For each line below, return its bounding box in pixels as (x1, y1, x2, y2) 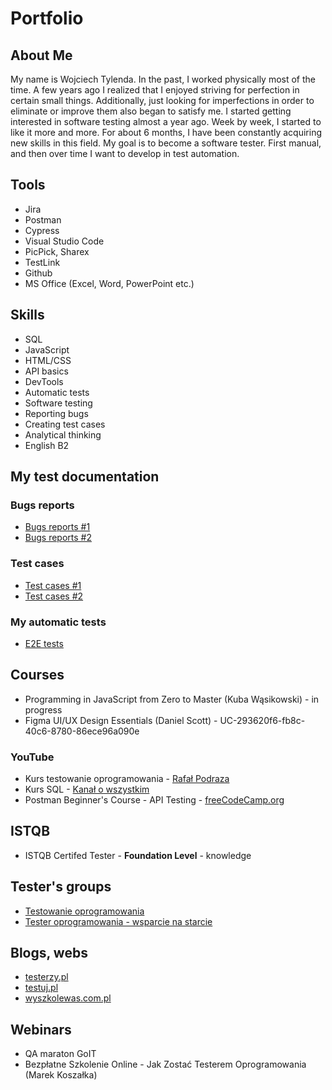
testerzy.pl (24, 971, 69, 983)
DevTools (24, 375, 64, 387)
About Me (10, 47, 73, 64)
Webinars (10, 1021, 72, 1038)
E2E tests (24, 637, 64, 649)
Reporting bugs (24, 407, 89, 419)
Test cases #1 (24, 579, 82, 591)
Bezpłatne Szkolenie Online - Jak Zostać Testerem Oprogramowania (24, 1058, 307, 1071)
